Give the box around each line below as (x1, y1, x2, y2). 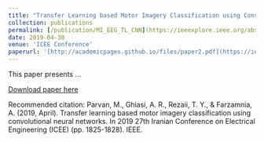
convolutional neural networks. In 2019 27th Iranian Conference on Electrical (8, 117, 255, 126)
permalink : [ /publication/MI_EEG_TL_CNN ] (8, 26, 146, 34)
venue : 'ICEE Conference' (8, 41, 93, 49)
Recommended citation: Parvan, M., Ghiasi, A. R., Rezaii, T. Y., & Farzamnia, (8, 100, 253, 109)
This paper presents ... (8, 70, 82, 78)
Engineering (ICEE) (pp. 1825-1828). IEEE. (8, 125, 143, 134)
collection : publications (8, 19, 93, 27)
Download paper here (8, 85, 79, 94)
